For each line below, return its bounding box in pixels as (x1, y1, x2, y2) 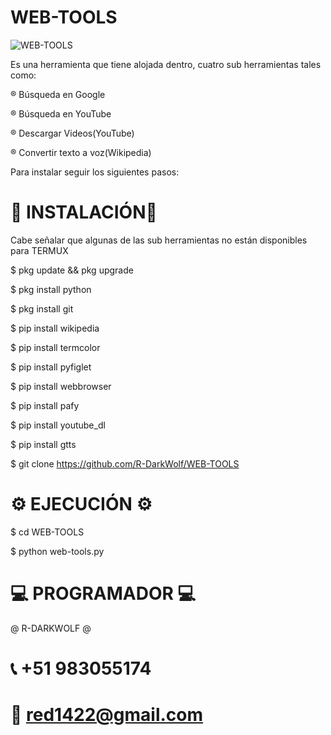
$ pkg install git (10, 302, 74, 315)
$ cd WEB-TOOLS (10, 526, 85, 538)
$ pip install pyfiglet (10, 361, 92, 373)
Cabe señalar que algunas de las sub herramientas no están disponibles (10, 234, 308, 246)
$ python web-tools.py (10, 545, 105, 557)
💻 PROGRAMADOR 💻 (10, 582, 197, 605)
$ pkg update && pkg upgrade (10, 264, 134, 276)
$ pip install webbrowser (10, 380, 112, 392)
